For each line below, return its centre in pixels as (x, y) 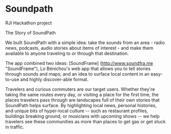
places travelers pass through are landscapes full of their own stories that (82, 100)
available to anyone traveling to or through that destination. (67, 53)
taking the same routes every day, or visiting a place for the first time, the (82, 94)
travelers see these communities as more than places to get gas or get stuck (85, 121)
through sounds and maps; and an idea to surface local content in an (78, 74)
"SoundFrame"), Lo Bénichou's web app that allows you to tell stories (78, 69)
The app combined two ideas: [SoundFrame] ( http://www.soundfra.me (79, 63)
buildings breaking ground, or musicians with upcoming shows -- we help (82, 116)
